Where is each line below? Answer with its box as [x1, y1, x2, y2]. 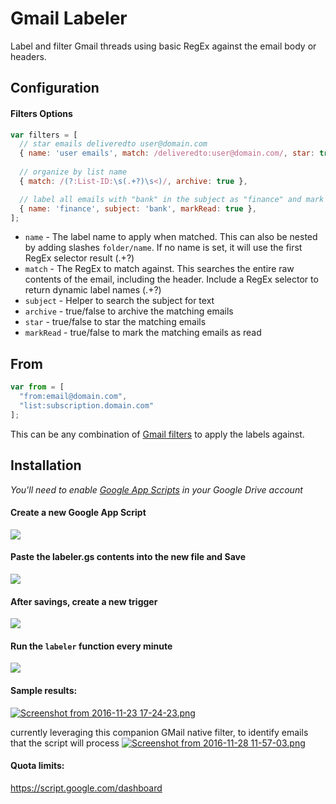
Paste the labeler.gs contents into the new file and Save [10, 551, 246, 563]
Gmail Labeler [10, 7, 128, 30]
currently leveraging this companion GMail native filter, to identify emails [10, 726, 309, 738]
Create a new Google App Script [10, 507, 147, 519]
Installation [10, 457, 82, 474]
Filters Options [10, 107, 73, 119]
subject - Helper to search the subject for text [24, 295, 215, 307]
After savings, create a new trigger [10, 595, 158, 607]
